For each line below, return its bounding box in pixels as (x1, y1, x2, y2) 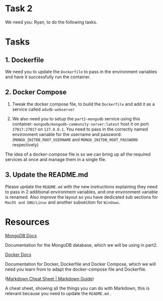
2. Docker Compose (5, 88, 67, 96)
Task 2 (5, 3, 33, 14)
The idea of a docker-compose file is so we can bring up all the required (5, 151, 151, 157)
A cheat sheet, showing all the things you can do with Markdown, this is (5, 285, 150, 291)
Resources (5, 216, 50, 228)
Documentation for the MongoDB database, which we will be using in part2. (5, 242, 158, 248)
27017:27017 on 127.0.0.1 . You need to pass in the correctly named (12, 126, 148, 132)
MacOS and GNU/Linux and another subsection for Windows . (5, 199, 121, 205)
